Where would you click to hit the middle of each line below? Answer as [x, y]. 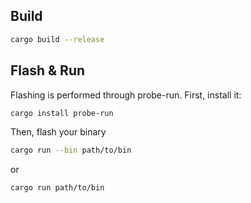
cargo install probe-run [62, 113]
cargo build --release [57, 39]
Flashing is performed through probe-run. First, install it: [126, 95]
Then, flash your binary [58, 132]
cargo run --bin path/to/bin [71, 150]
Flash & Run [48, 70]
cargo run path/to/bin [57, 188]
